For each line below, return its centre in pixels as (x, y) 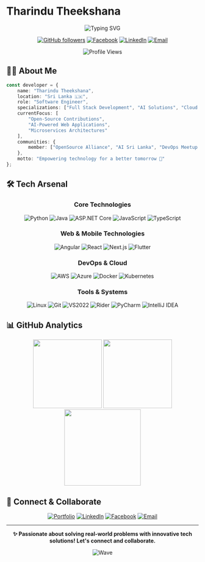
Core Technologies (103, 204)
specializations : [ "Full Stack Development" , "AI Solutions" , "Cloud (108, 108)
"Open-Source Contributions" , (67, 119)
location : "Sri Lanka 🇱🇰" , (53, 96)
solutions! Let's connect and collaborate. (103, 541)
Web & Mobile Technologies (103, 234)
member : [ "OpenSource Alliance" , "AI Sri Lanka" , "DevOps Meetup (113, 148)
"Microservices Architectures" (68, 130)
